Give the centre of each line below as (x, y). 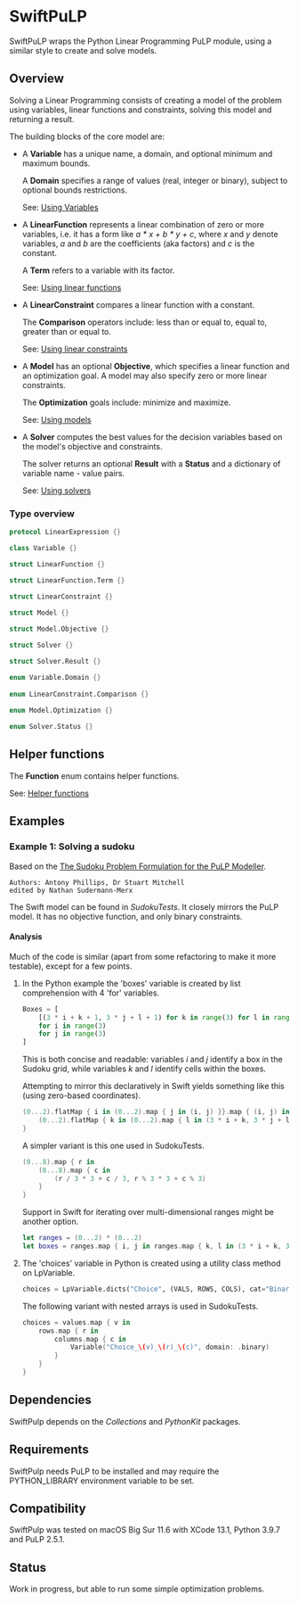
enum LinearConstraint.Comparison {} (79, 694)
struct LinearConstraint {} (61, 597)
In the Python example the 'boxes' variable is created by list (131, 983)
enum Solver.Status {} (51, 727)
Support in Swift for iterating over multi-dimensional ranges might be (148, 1212)
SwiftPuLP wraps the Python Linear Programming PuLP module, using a (141, 41)
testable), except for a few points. (71, 966)
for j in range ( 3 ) (72, 1034)
